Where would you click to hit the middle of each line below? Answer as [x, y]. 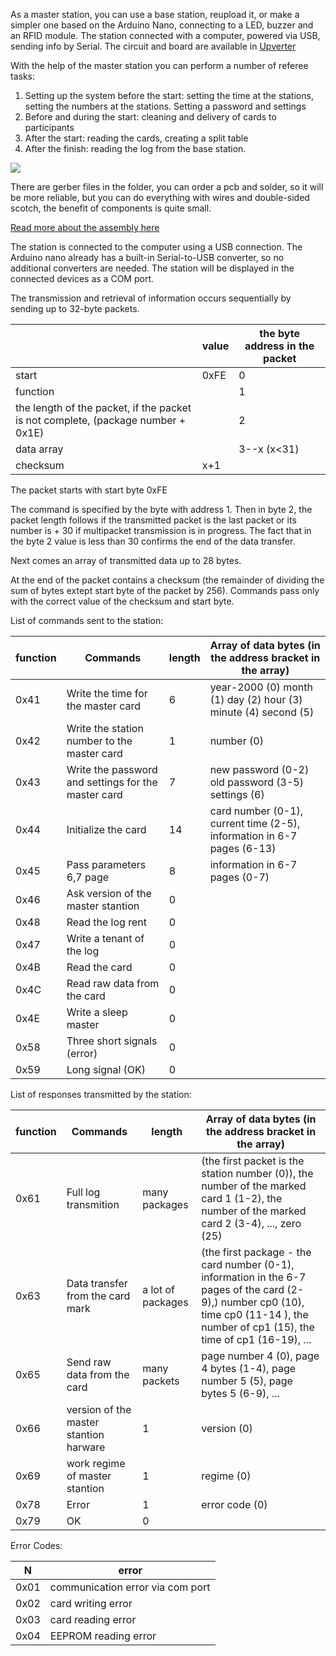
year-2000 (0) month [261, 687]
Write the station [105, 728]
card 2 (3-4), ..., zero [251, 1223]
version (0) [227, 1428]
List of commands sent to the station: [87, 620]
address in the [279, 346]
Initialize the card [106, 829]
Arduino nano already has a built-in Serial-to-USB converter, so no [147, 257]
